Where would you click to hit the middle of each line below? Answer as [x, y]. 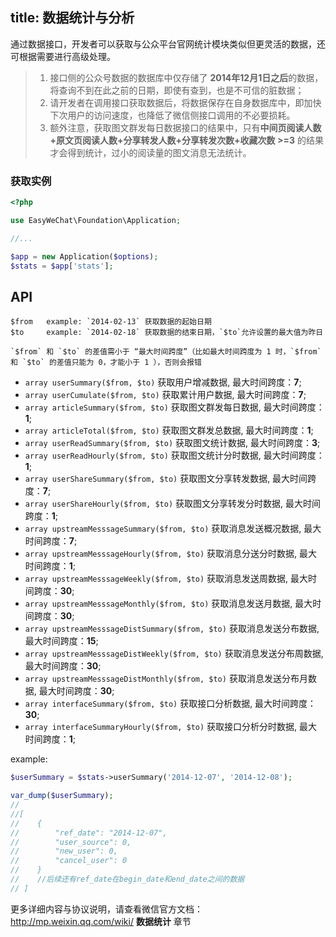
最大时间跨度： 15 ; [61, 641]
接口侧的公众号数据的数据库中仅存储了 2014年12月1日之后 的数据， [186, 77]
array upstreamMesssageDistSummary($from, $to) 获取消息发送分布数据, [172, 629]
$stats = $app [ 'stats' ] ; [62, 266]
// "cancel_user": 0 [69, 861]
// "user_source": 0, [71, 842]
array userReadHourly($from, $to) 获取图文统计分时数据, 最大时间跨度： [174, 455]
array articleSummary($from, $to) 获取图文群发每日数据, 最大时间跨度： [174, 407]
